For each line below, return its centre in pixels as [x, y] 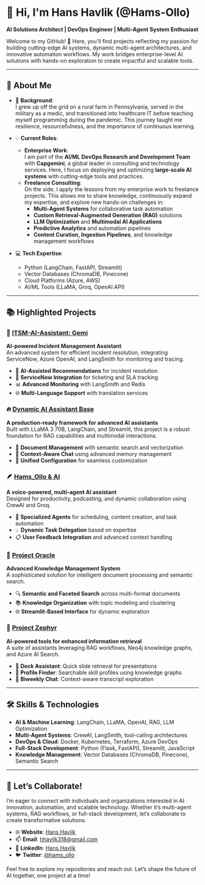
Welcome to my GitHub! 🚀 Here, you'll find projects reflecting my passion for [102, 41]
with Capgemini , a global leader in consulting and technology [102, 163]
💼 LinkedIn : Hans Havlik [45, 848]
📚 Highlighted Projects [51, 313]
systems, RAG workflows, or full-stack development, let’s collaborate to [96, 814]
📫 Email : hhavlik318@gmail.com [56, 839]
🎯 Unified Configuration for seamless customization [81, 460]
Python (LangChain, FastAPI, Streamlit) [73, 267]
